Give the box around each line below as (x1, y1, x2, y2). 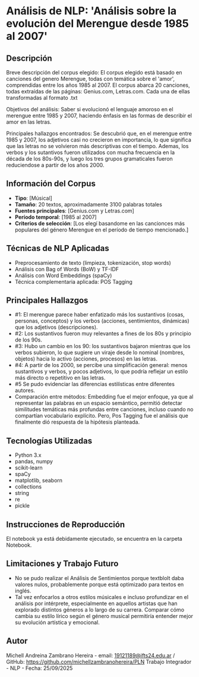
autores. (14, 387, 36, 394)
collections (14, 483, 42, 490)
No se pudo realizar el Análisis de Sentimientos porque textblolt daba (14, 574, 184, 581)
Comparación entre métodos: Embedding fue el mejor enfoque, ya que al (14, 393, 194, 400)
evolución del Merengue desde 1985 (6, 17, 189, 30)
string (14, 490, 30, 497)
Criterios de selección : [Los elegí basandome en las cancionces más (14, 220, 185, 227)
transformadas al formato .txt (6, 94, 78, 101)
